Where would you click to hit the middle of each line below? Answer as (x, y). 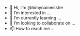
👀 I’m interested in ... (30, 13)
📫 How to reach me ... (32, 28)
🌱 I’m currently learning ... (35, 18)
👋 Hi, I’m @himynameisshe (36, 8)
